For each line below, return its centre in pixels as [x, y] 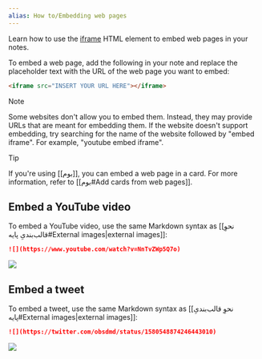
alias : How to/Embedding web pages [68, 16]
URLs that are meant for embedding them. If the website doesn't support [128, 125]
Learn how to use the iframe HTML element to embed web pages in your [128, 38]
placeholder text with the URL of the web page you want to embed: [119, 71]
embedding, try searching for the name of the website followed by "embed [131, 134]
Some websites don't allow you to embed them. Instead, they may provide [130, 116]
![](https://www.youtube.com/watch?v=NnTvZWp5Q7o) [95, 249]
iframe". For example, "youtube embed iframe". [86, 142]
